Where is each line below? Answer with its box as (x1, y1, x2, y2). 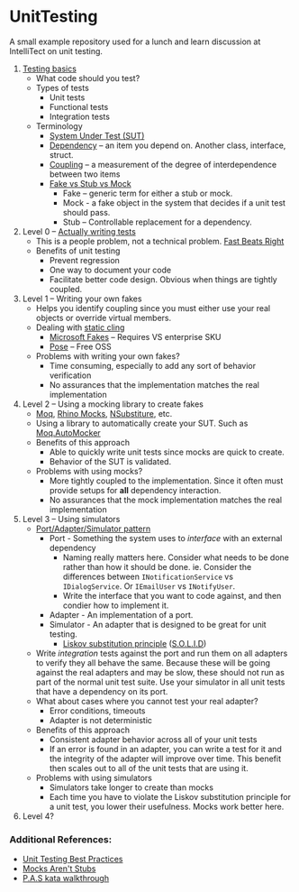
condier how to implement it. (62, 600, 169, 611)
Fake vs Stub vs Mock (49, 178, 132, 189)
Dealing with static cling (35, 322, 125, 333)
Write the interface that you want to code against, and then (62, 590, 282, 601)
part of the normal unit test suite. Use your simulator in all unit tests (35, 676, 285, 687)
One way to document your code (49, 264, 172, 275)
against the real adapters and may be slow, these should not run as (35, 667, 285, 677)
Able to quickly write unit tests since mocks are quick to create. (49, 446, 285, 457)
